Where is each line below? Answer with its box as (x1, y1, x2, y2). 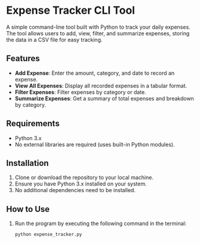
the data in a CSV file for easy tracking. (6, 36, 103, 43)
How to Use (6, 204, 50, 214)
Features (6, 53, 40, 63)
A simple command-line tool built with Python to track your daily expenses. (6, 23, 191, 31)
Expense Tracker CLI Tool (6, 4, 136, 17)
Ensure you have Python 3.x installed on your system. (14, 180, 147, 187)
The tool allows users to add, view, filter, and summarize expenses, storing (6, 29, 190, 37)
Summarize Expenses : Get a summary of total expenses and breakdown (14, 95, 194, 102)
